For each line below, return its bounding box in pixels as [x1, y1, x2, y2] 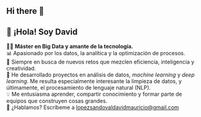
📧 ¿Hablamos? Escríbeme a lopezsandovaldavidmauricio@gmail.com [6, 104, 180, 111]
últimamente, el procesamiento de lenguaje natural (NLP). [6, 84, 151, 92]
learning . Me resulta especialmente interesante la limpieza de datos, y [6, 78, 182, 85]
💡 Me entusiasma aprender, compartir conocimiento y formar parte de [6, 90, 183, 98]
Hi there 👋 [6, 6, 44, 16]
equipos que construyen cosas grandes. [6, 98, 108, 105]
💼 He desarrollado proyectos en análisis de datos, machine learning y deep [6, 71, 195, 79]
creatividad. [6, 65, 37, 72]
